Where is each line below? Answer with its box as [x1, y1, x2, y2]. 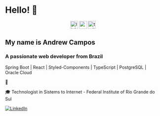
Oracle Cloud [5, 69, 32, 75]
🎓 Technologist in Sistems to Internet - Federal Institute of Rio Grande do [5, 88, 155, 95]
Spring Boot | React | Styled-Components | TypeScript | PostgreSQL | [5, 64, 147, 70]
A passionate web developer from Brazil [5, 53, 103, 60]
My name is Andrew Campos [5, 38, 95, 47]
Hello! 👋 [5, 4, 38, 16]
